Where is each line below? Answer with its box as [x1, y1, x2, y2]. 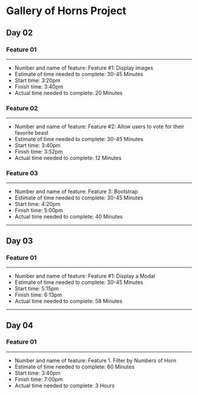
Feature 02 [6, 104, 38, 112]
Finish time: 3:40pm [14, 83, 64, 90]
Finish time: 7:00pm [14, 376, 63, 383]
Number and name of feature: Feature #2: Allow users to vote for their [14, 123, 184, 130]
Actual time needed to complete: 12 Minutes [14, 155, 122, 162]
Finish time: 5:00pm [14, 207, 63, 214]
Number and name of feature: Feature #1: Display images [14, 64, 153, 71]
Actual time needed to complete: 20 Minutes [14, 89, 123, 96]
